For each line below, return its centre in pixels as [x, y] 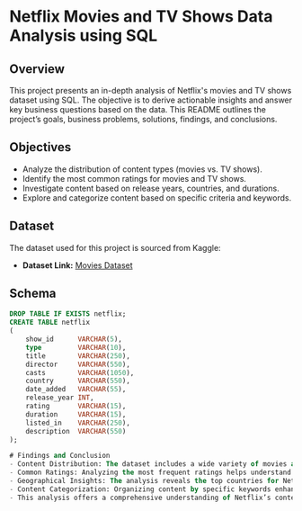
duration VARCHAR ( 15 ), [76, 414]
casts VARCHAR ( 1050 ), [80, 372]
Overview [37, 69]
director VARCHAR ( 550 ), [78, 364]
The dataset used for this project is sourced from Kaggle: [115, 247]
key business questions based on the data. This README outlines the [138, 109]
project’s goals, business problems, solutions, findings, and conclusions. [143, 119]
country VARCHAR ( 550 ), [78, 381]
